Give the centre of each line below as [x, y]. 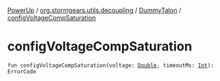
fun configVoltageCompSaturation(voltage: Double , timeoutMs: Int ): [111, 65]
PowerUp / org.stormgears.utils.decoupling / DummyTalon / [94, 10]
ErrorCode [22, 71]
